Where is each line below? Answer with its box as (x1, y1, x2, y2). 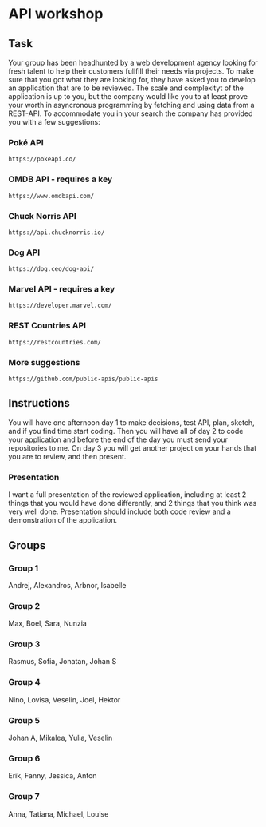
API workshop (8, 5, 104, 23)
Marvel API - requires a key (8, 284, 115, 295)
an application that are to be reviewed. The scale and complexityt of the (8, 83, 244, 93)
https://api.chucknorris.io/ (8, 229, 105, 237)
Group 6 (8, 753, 41, 764)
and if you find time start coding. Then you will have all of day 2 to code (8, 426, 244, 435)
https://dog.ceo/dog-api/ (8, 265, 94, 273)
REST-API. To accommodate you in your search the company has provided (8, 109, 253, 118)
